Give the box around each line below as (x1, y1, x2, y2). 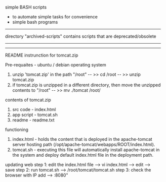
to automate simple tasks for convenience (12, 14, 98, 19)
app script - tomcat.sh (12, 112, 58, 118)
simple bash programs (12, 19, 58, 25)
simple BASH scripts (5, 4, 47, 10)
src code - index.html (12, 107, 56, 112)
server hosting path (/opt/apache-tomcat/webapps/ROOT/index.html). (12, 141, 156, 147)
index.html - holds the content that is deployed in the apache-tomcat (12, 136, 152, 142)
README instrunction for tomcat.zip (5, 52, 78, 58)
